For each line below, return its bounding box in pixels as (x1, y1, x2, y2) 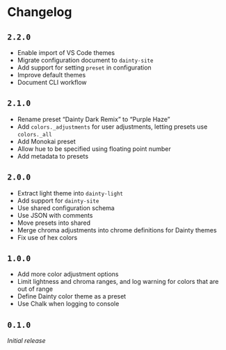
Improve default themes (17, 71, 86, 79)
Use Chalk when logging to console (17, 300, 120, 308)
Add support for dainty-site (17, 196, 99, 205)
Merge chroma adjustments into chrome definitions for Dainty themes (17, 225, 217, 234)
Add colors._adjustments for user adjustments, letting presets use (17, 122, 208, 131)
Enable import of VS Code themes (17, 49, 115, 56)
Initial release (7, 337, 46, 345)
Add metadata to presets (17, 152, 89, 160)
